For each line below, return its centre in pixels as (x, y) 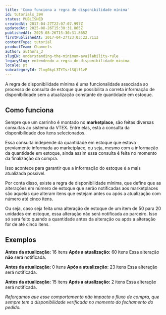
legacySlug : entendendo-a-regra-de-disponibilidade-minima (67, 61)
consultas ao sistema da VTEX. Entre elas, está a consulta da (67, 127)
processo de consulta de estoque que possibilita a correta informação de (80, 89)
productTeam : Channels (28, 47)
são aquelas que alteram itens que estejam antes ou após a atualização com (83, 193)
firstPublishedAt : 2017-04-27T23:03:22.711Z (52, 38)
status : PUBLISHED (24, 19)
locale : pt (16, 65)
